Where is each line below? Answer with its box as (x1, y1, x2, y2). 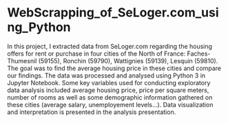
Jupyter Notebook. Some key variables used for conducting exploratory (7, 78, 211, 87)
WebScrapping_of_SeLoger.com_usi (7, 5, 219, 21)
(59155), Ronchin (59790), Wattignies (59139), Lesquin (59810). (38, 56, 218, 65)
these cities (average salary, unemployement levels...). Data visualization (7, 100, 214, 109)
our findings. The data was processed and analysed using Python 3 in (7, 71, 206, 80)
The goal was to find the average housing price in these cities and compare (7, 64, 222, 72)
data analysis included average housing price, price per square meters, (7, 86, 209, 94)
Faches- (187, 49, 211, 58)
